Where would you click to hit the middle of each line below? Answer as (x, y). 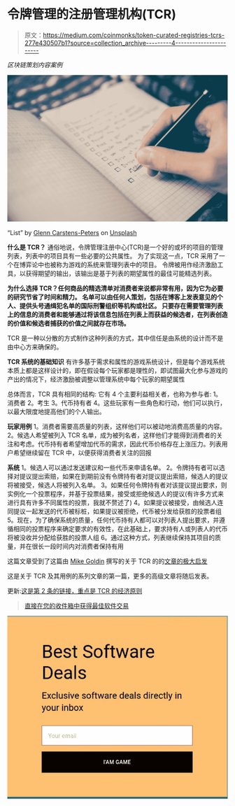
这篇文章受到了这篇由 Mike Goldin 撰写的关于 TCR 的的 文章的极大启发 (107, 561)
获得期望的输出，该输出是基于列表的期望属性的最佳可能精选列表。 (120, 274)
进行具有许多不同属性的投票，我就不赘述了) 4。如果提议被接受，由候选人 (113, 503)
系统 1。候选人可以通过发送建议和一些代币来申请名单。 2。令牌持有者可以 (113, 468)
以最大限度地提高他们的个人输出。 (56, 412)
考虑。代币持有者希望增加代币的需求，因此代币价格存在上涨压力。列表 (120, 444)
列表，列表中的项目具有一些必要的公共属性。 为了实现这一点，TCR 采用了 (113, 256)
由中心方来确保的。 (35, 347)
